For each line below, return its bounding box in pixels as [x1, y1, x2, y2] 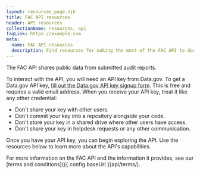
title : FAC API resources [6, 14, 70, 20]
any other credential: [6, 94, 57, 101]
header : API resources [6, 20, 62, 26]
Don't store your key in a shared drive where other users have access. [14, 119, 187, 126]
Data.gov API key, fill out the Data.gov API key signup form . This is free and [6, 82, 190, 89]
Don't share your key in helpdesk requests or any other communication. [14, 125, 191, 132]
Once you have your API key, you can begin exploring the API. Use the [6, 136, 179, 144]
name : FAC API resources [11, 42, 73, 48]
